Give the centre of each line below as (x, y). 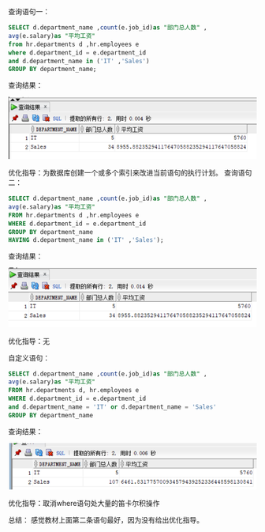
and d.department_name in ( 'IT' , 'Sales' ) (79, 61)
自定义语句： (29, 357)
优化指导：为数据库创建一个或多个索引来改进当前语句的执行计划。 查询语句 (130, 173)
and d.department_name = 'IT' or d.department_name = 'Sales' (112, 407)
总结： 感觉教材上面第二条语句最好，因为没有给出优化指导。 (106, 519)
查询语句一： (29, 11)
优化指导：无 (29, 341)
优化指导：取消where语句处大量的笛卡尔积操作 (84, 503)
